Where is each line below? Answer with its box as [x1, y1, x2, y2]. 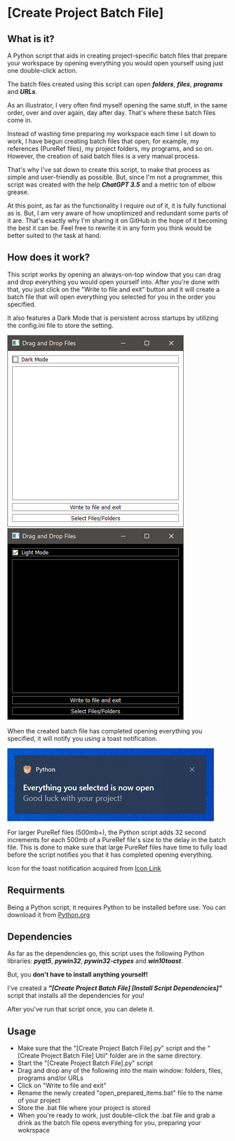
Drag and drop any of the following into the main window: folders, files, [17, 1067, 223, 1075]
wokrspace [17, 1126, 51, 1135]
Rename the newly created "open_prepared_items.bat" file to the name [17, 1089, 223, 1097]
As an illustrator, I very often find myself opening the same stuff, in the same [7, 101, 228, 109]
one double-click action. [7, 67, 78, 74]
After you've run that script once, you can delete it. [7, 1005, 154, 1013]
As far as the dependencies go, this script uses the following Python [7, 949, 205, 958]
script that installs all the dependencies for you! [7, 992, 145, 1000]
